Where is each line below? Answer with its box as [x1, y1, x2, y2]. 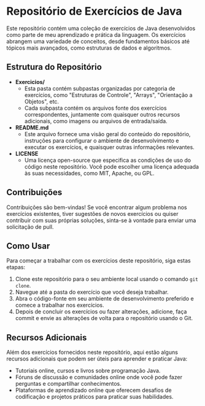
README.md [15, 124, 49, 131]
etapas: [6, 264, 26, 271]
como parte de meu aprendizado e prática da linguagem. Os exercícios [6, 31, 186, 38]
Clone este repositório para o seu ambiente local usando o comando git [15, 275, 198, 283]
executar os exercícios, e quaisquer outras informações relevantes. [24, 143, 195, 151]
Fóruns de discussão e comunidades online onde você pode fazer [15, 373, 183, 381]
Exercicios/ [15, 78, 45, 85]
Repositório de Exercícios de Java [6, 4, 182, 18]
